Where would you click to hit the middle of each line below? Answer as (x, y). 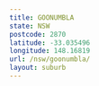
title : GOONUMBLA (42, 17)
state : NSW (30, 26)
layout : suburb (38, 68)
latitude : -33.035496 (50, 43)
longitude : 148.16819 (50, 51)
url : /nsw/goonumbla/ (50, 59)
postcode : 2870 (38, 34)
